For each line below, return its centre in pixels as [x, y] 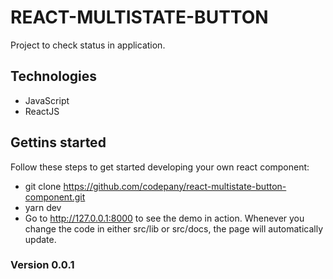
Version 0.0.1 [42, 265]
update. [40, 239]
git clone [43, 186]
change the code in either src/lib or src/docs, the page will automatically [174, 228]
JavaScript [47, 100]
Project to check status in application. [88, 45]
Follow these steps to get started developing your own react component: [160, 167]
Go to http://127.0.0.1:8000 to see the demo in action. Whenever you [164, 218]
